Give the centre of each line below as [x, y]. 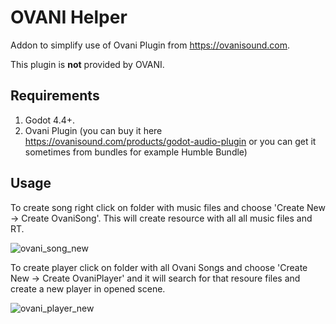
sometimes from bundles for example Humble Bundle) [136, 152]
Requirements [55, 96]
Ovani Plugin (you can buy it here [93, 130]
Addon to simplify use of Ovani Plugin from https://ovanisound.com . [150, 45]
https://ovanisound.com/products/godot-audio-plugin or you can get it [170, 141]
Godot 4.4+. [50, 120]
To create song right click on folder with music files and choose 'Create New [168, 207]
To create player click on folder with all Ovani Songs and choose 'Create [159, 267]
